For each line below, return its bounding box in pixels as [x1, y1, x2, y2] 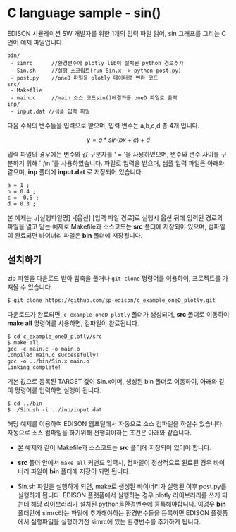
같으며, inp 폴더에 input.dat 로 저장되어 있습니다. [7, 167, 144, 176]
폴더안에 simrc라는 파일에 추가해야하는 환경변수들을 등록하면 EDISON [17, 508, 210, 516]
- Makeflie [10, 87, 42, 94]
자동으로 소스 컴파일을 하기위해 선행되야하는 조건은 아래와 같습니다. [7, 428, 192, 437]
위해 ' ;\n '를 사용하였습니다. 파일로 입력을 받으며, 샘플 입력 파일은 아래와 [25, 159, 225, 167]
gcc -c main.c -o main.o [7, 345, 80, 352]
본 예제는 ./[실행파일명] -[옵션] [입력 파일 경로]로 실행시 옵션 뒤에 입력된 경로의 [7, 213, 223, 222]
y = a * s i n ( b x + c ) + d [87, 135, 150, 144]
